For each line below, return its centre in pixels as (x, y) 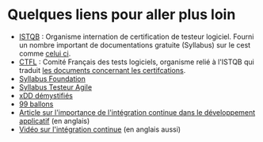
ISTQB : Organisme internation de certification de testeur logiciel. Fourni (136, 36)
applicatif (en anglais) (54, 121)
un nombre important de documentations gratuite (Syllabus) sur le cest (135, 44)
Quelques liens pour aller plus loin (122, 15)
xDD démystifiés (46, 95)
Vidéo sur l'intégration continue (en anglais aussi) (100, 129)
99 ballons (36, 104)
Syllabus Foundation (52, 79)
